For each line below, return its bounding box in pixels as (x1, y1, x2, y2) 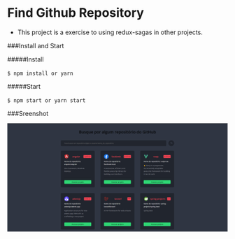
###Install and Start (7, 41, 64, 50)
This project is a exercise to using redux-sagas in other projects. (17, 28, 203, 36)
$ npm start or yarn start (7, 96, 86, 104)
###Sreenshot (7, 109, 49, 117)
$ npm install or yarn (7, 70, 73, 77)
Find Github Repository (7, 5, 145, 21)
